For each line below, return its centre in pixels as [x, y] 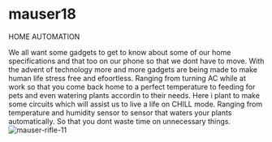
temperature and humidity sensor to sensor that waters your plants [120, 112]
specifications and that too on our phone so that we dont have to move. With [136, 61]
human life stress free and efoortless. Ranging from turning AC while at [127, 78]
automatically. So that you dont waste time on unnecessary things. [120, 121]
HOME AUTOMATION [44, 37]
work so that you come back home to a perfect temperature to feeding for [132, 87]
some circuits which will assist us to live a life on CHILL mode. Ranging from [136, 104]
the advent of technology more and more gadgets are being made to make [133, 69]
